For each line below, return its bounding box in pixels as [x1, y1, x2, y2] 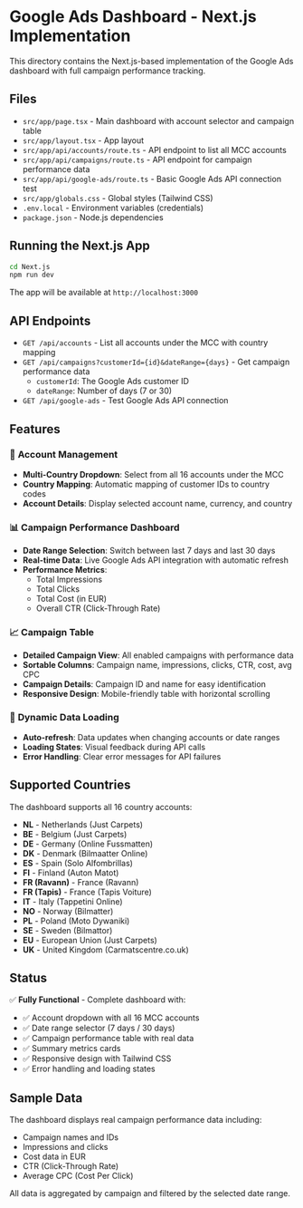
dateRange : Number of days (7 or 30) [35, 385, 173, 396]
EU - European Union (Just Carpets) [22, 934, 158, 945]
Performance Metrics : [22, 565, 108, 575]
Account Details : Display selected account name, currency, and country [22, 498, 293, 508]
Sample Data [9, 1090, 83, 1106]
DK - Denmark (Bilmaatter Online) [22, 847, 148, 858]
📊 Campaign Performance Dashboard [9, 521, 180, 534]
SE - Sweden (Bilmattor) [22, 924, 113, 935]
